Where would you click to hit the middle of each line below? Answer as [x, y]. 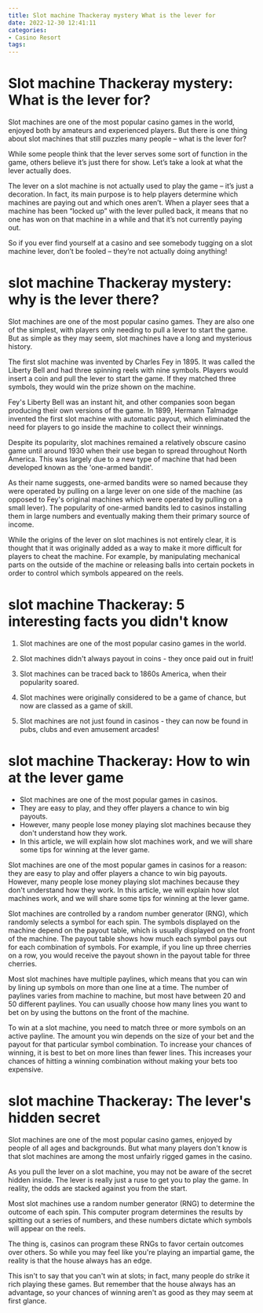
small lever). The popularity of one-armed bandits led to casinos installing [128, 508]
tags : [17, 45]
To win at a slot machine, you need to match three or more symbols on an [127, 1028]
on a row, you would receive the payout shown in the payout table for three [129, 955]
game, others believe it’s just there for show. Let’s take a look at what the [126, 163]
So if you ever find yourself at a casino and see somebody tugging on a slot [130, 243]
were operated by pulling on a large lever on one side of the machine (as [126, 491]
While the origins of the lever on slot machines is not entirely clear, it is [122, 540]
